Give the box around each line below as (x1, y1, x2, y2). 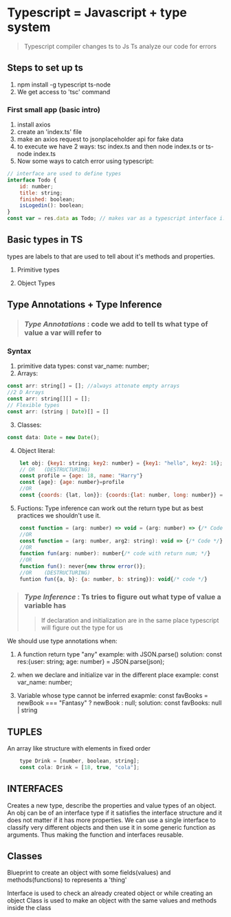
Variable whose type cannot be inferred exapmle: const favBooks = (16, 692, 208, 700)
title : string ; (19, 189, 63, 197)
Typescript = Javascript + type (7, 5, 187, 21)
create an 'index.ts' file (16, 128, 82, 136)
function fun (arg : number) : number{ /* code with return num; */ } (19, 550, 211, 557)
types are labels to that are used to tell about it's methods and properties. (7, 252, 215, 261)
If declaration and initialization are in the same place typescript (41, 617, 219, 625)
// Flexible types (7, 402, 60, 409)
